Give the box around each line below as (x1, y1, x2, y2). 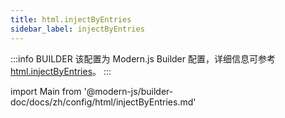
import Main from (10, 85, 82, 97)
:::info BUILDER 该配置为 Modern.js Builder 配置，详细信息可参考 (10, 52, 276, 65)
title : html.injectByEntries (10, 14, 132, 25)
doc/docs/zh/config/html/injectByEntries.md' (10, 96, 197, 108)
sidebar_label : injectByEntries (10, 24, 145, 34)
